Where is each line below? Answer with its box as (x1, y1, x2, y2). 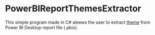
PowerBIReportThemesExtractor (5, 3, 142, 14)
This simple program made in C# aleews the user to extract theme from (5, 19, 151, 25)
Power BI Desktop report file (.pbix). (5, 24, 78, 30)
